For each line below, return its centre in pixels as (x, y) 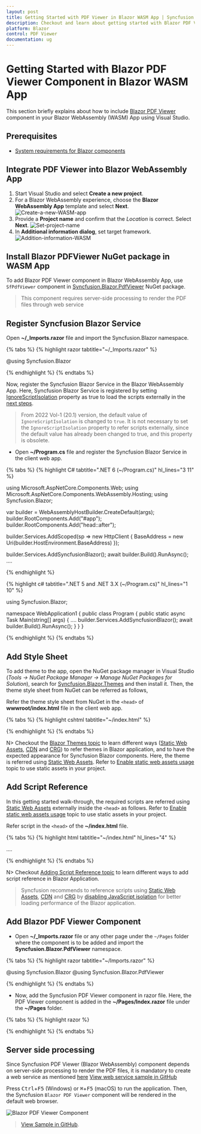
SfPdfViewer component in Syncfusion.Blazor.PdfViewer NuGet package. (96, 287)
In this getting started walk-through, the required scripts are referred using (98, 801)
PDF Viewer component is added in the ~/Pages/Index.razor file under (102, 1001)
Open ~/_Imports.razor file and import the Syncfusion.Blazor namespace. (98, 338)
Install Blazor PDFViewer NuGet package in (88, 256)
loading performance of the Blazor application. (78, 903)
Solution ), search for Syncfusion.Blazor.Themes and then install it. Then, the (100, 684)
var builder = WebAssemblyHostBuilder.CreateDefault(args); (80, 512)
